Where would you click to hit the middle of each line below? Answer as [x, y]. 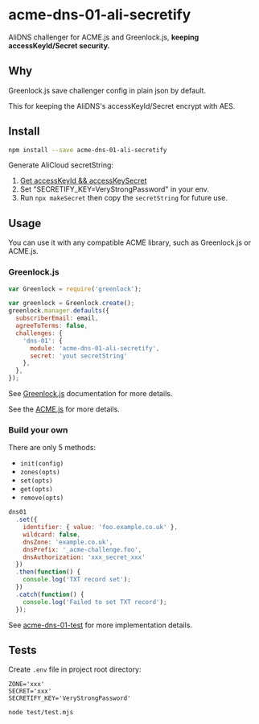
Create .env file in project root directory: [75, 669]
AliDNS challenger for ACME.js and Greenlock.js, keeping [104, 37]
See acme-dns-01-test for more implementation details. [101, 625]
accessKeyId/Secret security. [59, 45]
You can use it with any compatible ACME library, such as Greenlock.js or [130, 242]
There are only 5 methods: [52, 448]
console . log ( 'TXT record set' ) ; [77, 580]
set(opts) [37, 481]
